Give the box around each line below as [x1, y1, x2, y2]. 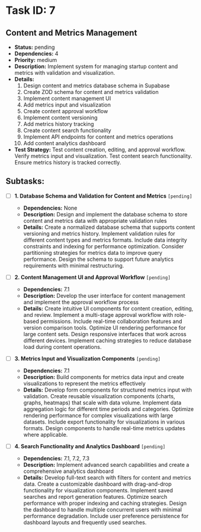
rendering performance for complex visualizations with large [23, 412, 173, 419]
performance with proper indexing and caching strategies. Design [23, 499, 187, 507]
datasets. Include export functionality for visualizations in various [23, 418, 185, 425]
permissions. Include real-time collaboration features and [40, 318, 182, 325]
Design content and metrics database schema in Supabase [23, 82, 170, 89]
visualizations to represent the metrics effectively [23, 380, 146, 387]
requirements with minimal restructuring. [23, 261, 125, 269]
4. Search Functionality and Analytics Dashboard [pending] [14, 443, 166, 449]
